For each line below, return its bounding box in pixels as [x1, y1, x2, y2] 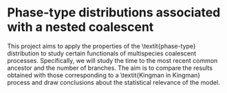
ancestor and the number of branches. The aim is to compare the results [7, 64, 213, 72]
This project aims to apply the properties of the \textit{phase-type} [7, 42, 196, 50]
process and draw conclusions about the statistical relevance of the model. [7, 78, 220, 86]
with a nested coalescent [7, 19, 154, 35]
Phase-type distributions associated [7, 5, 221, 21]
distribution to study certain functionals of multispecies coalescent [7, 49, 197, 57]
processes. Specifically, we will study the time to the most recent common [7, 56, 218, 64]
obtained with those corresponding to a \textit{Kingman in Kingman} [7, 70, 201, 79]
